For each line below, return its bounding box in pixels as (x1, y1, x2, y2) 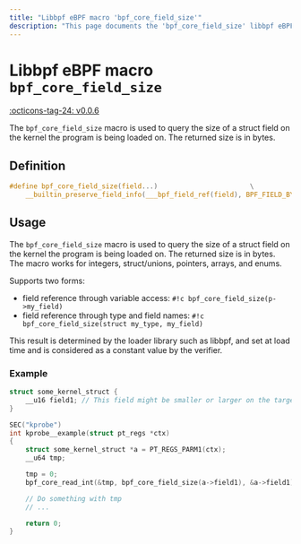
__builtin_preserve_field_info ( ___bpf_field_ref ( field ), (25, 190, 243, 200)
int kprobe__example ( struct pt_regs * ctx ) (9, 428, 170, 437)
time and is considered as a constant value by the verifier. (9, 344, 223, 355)
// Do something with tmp (25, 494, 123, 503)
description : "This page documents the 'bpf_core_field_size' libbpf (9, 22, 275, 30)
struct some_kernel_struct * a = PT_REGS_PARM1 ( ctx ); (25, 445, 227, 454)
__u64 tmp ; (25, 453, 66, 462)
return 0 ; (25, 519, 63, 528)
